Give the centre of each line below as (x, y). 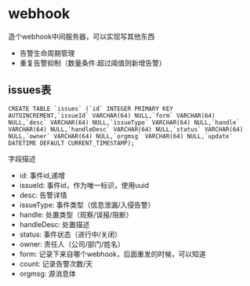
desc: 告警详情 (43, 195)
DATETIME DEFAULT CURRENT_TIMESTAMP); (71, 143)
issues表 (30, 90)
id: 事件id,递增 (42, 175)
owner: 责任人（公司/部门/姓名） (72, 244)
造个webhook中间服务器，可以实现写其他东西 (82, 36)
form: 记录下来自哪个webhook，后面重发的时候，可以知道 (112, 254)
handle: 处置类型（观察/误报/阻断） (76, 214)
